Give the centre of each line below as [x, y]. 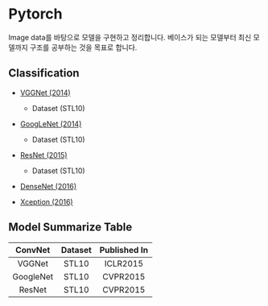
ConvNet [33, 250]
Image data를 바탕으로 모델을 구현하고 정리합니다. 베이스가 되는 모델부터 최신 [130, 37]
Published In [124, 250]
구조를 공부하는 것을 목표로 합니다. [83, 47]
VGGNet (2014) [45, 93]
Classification [44, 73]
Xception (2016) [47, 201]
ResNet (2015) [43, 155]
